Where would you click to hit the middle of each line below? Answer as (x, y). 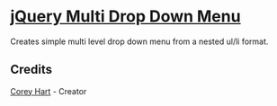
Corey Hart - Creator (49, 91)
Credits (31, 70)
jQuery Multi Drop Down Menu (125, 17)
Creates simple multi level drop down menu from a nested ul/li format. (139, 41)
